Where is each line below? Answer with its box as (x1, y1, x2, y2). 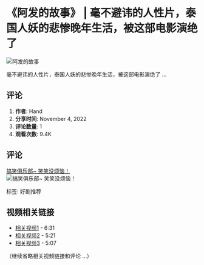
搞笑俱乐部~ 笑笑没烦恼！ (6, 167, 70, 174)
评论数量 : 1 (15, 123, 42, 130)
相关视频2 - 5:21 (15, 232, 56, 239)
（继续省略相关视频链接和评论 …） (6, 252, 93, 260)
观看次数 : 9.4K (15, 130, 52, 137)
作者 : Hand (15, 108, 42, 115)
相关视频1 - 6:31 (15, 224, 55, 232)
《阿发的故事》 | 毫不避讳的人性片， (6, 6, 186, 20)
